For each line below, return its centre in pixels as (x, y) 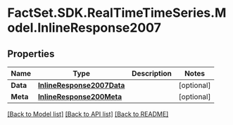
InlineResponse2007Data (81, 85)
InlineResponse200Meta (80, 97)
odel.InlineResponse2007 (84, 28)
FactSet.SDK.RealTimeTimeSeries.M (117, 13)
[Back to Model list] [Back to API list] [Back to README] (88, 114)
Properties (31, 54)
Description (152, 73)
